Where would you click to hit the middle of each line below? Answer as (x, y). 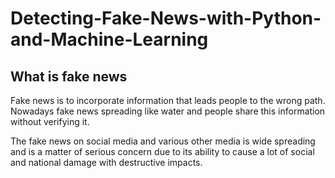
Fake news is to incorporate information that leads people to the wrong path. (168, 100)
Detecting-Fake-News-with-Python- (166, 18)
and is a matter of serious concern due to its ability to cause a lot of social (162, 151)
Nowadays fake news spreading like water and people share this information (168, 111)
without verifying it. (50, 121)
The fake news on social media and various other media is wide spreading (163, 141)
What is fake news (69, 76)
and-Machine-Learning (109, 39)
